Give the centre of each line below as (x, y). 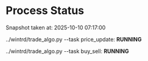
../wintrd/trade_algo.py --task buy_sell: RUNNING (67, 51)
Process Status (45, 11)
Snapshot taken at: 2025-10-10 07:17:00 (56, 27)
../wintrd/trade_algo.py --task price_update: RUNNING (74, 39)
